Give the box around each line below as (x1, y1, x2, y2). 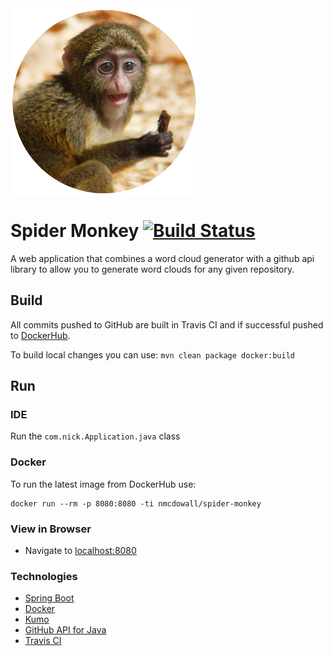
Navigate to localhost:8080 (24, 545, 137, 557)
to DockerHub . (10, 329, 71, 341)
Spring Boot (24, 592, 75, 604)
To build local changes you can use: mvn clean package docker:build (10, 348, 295, 361)
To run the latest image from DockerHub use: (10, 478, 197, 490)
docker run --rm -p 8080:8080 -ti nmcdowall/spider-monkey (10, 498, 262, 509)
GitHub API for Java (24, 624, 107, 636)
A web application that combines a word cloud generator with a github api (10, 252, 315, 264)
